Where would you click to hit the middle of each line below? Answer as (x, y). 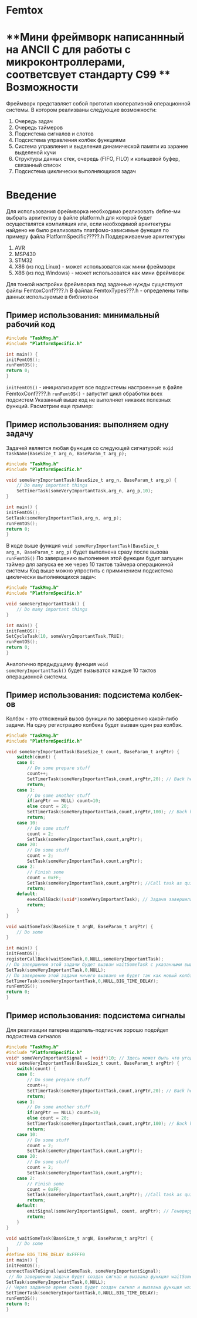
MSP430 (25, 254)
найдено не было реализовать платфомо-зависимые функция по (87, 230)
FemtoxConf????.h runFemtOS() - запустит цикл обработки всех (84, 393)
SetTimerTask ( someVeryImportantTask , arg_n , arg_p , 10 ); (85, 491)
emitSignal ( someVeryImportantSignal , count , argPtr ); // (98, 1211)
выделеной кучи (35, 153)
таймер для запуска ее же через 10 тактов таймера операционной (90, 564)
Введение (31, 195)
